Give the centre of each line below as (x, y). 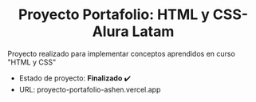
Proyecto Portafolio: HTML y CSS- (133, 15)
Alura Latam (133, 31)
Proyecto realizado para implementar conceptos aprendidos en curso (122, 53)
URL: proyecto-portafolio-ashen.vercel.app (90, 89)
